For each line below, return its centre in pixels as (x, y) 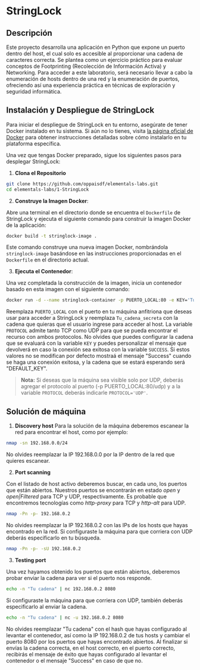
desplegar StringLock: (33, 161)
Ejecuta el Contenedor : (44, 272)
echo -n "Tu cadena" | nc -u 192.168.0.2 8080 (65, 618)
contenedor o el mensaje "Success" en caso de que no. (74, 660)
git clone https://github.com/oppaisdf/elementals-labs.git (82, 184)
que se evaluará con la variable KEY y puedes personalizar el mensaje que (96, 343)
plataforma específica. (34, 144)
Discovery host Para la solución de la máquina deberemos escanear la (102, 426)
